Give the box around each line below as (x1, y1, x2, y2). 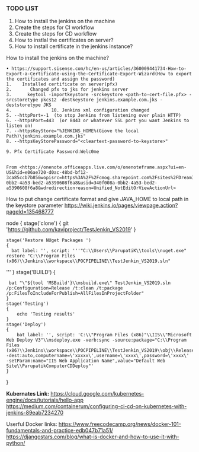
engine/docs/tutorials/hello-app (6, 396, 84, 404)
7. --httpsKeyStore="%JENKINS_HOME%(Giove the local (6, 128, 139, 134)
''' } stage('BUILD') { (6, 269, 56, 276)
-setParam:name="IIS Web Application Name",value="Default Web (6, 358, 166, 364)
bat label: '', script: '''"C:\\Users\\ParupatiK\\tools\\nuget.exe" (11, 248, 187, 254)
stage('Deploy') (6, 322, 46, 327)
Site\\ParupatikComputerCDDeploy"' (6, 363, 94, 369)
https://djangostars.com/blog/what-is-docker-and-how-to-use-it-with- (6, 433, 179, 440)
